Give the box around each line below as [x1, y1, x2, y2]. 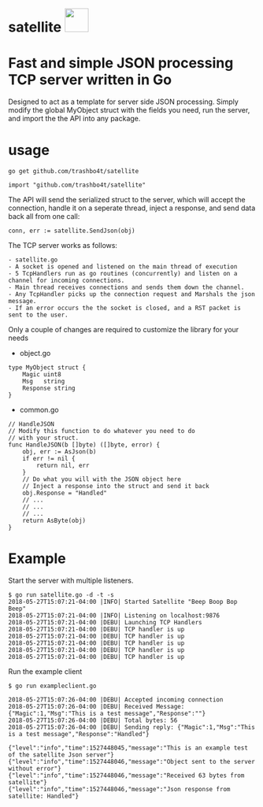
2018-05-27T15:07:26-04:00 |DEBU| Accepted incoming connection [8, 696, 224, 704]
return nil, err [36, 461, 90, 470]
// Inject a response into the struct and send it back [22, 483, 210, 490]
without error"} [8, 764, 61, 772]
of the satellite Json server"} [8, 751, 114, 759]
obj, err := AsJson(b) [22, 448, 97, 456]
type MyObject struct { [8, 364, 87, 372]
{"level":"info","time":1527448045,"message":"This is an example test [8, 744, 248, 752]
